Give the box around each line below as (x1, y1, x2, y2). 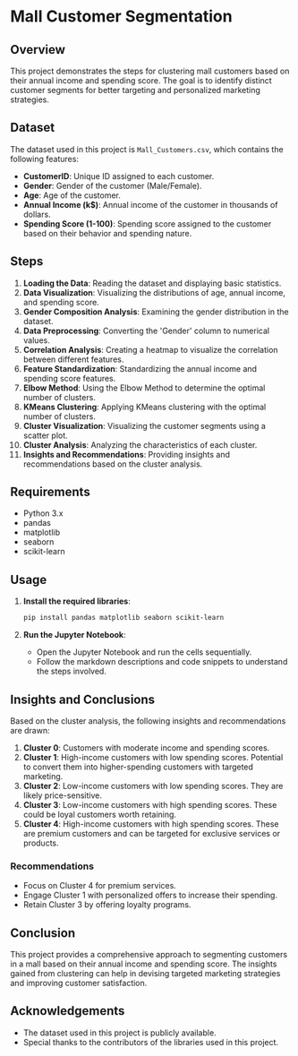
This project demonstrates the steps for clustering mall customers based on (10, 65, 290, 76)
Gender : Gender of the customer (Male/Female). (22, 180, 202, 191)
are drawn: (10, 725, 50, 735)
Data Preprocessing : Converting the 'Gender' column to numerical (22, 325, 270, 336)
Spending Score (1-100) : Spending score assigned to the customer (22, 218, 272, 229)
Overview (10, 42, 66, 57)
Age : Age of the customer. (22, 190, 122, 201)
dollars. (22, 209, 52, 219)
